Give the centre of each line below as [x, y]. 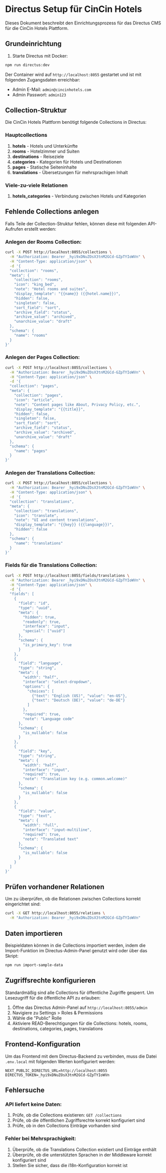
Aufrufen [14, 229]
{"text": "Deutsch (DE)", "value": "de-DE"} [78, 700]
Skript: [12, 956]
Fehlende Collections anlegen [52, 212]
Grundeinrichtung [33, 44]
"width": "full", [41, 825]
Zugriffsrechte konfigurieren [50, 981]
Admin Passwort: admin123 [39, 94]
